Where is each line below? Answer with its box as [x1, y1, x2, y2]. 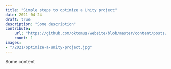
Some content [5, 58, 35, 64]
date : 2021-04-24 [5, 12, 42, 17]
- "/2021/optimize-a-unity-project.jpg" [5, 45, 93, 50]
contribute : [5, 26, 31, 31]
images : [5, 40, 22, 45]
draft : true [5, 17, 31, 22]
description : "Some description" [5, 21, 76, 27]
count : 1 [14, 36, 33, 41]
